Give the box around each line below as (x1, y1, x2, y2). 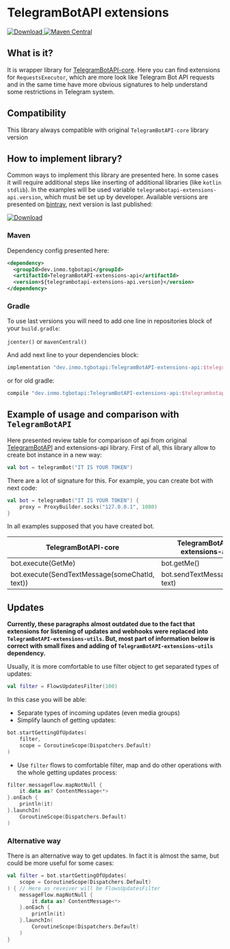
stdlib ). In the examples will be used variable (7, 185, 136, 194)
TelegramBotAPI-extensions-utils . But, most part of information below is (7, 634, 216, 643)
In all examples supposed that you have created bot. (7, 522, 155, 530)
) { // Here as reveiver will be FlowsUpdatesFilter (7, 884, 161, 892)
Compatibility (7, 108, 66, 119)
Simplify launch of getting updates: (16, 716, 116, 724)
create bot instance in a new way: (7, 450, 103, 459)
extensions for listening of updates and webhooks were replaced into (7, 627, 209, 636)
